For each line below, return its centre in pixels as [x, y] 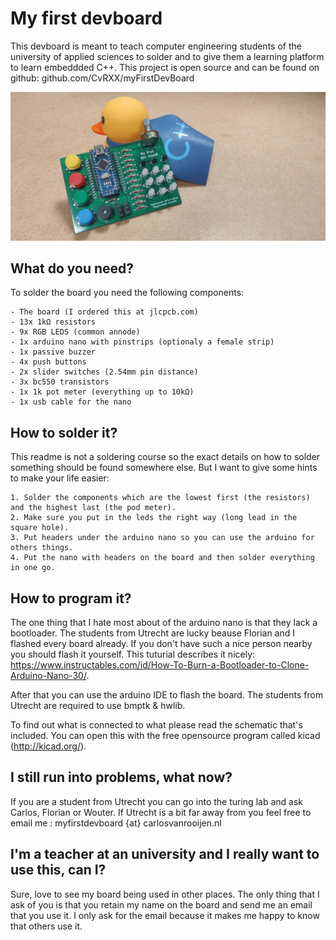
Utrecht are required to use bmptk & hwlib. [98, 706]
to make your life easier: [60, 478]
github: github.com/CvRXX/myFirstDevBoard [102, 78]
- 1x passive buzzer [53, 352]
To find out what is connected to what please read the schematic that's [156, 725]
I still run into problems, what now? [121, 777]
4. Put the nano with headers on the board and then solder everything [162, 558]
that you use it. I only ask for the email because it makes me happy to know [165, 915]
